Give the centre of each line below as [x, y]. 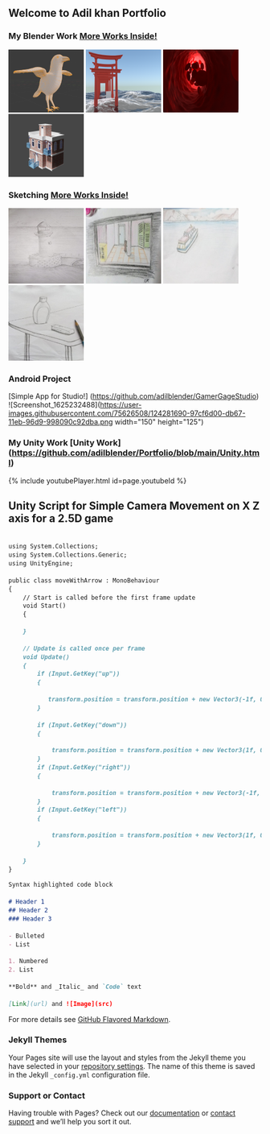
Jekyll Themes [38, 1040]
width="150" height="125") [159, 422]
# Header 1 [27, 902]
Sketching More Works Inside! [68, 195]
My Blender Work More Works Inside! [83, 36]
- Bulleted [27, 936]
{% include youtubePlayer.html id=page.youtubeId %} [98, 480]
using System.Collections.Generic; [68, 555]
